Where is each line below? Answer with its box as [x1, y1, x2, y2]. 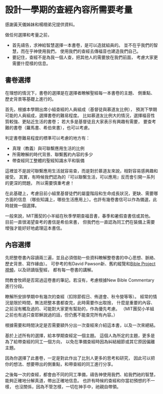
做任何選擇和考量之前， [5, 32, 52, 38]
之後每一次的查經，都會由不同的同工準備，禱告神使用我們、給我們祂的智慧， [5, 371, 158, 377]
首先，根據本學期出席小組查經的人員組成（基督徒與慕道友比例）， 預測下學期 [5, 106, 157, 112]
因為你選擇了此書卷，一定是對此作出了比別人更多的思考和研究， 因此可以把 [5, 355, 155, 361]
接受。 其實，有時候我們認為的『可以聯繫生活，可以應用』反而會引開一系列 [5, 174, 155, 180]
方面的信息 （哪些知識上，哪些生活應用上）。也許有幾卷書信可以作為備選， [5, 196, 153, 202]
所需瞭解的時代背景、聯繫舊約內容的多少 [12, 151, 93, 157]
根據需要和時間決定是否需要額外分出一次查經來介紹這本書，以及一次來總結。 [5, 322, 158, 328]
